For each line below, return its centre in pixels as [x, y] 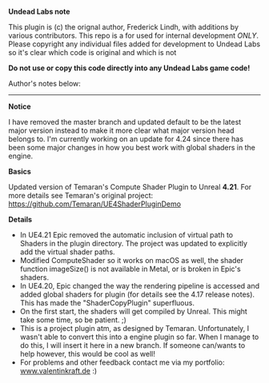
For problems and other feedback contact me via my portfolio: [122, 362]
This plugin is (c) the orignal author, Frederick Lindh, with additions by [123, 27]
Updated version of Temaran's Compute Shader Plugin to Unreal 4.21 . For [130, 187]
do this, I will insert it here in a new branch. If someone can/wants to [132, 345]
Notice [20, 106]
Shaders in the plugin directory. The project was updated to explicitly [134, 243]
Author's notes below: [45, 84]
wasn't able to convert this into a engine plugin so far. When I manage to [139, 337]
